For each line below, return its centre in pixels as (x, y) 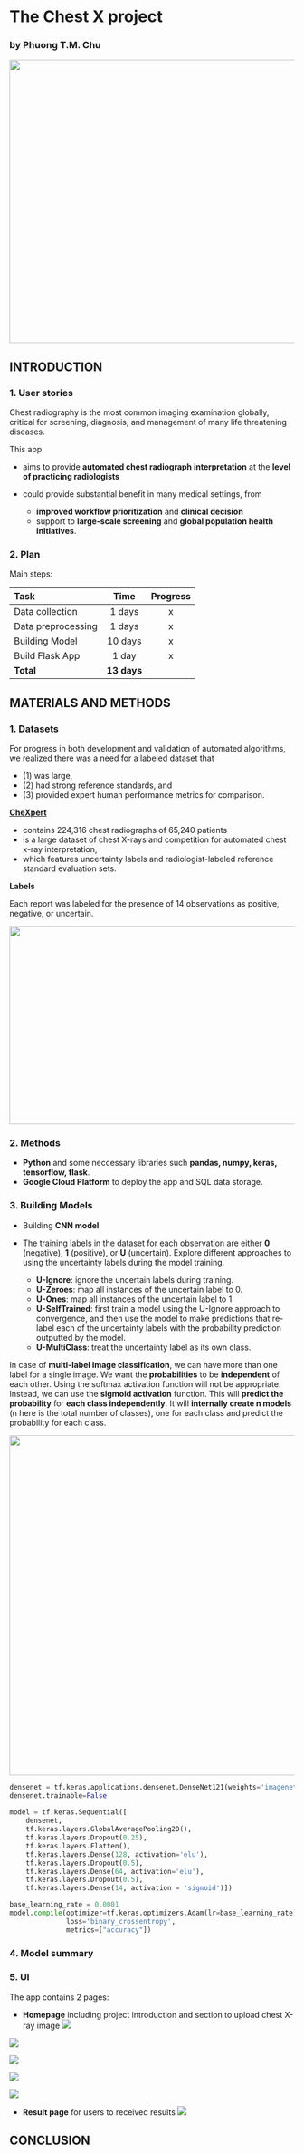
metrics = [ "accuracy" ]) (109, 1930)
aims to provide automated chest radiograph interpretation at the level (157, 467)
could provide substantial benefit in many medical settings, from (142, 494)
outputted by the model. (81, 1337)
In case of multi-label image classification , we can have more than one (143, 1364)
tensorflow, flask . (56, 1172)
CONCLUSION (50, 2141)
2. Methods (35, 1143)
